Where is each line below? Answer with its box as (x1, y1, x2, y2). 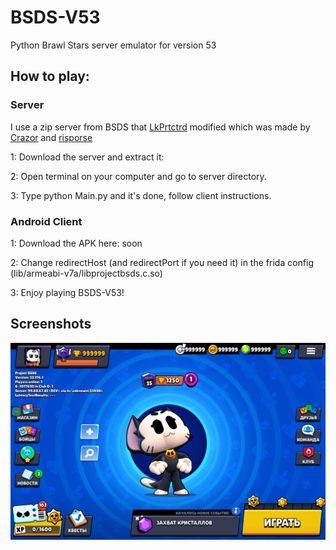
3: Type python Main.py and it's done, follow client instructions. (10, 189, 272, 201)
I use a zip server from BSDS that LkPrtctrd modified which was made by (10, 121, 311, 133)
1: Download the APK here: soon (10, 237, 143, 249)
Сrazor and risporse (10, 131, 93, 143)
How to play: (10, 68, 90, 85)
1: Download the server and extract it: (10, 151, 165, 163)
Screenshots (10, 316, 92, 333)
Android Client (10, 214, 83, 228)
